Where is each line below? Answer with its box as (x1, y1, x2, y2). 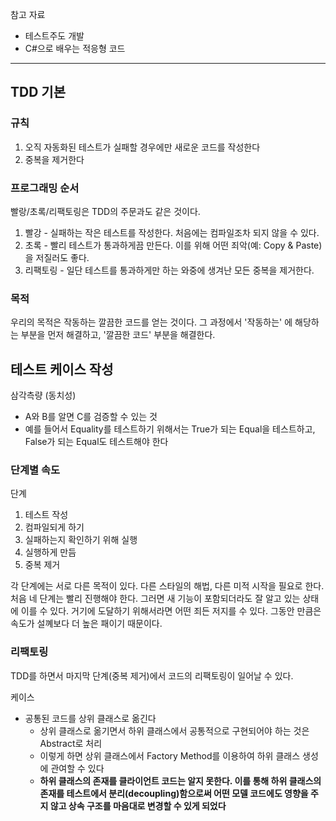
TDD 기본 (10, 84, 66, 101)
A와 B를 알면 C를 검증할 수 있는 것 (24, 411, 158, 423)
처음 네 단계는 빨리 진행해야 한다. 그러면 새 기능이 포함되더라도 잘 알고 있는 (10, 593, 301, 605)
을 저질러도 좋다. (24, 251, 90, 263)
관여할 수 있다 (50, 762, 105, 774)
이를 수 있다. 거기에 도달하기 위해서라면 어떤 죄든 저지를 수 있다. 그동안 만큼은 (20, 605, 322, 617)
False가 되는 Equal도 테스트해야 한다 (24, 436, 169, 448)
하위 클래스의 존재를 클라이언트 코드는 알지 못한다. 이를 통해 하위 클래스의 (39, 774, 322, 787)
